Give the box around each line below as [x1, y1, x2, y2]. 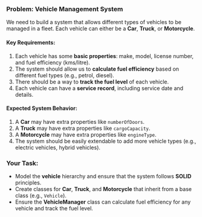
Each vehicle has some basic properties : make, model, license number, [15, 52, 194, 59]
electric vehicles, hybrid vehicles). [15, 144, 101, 151]
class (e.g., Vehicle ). [15, 192, 67, 199]
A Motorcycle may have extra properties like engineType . [15, 131, 157, 138]
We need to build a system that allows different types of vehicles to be [6, 19, 181, 26]
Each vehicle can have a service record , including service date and [15, 84, 183, 92]
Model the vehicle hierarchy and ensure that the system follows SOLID [15, 173, 192, 180]
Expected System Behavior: [6, 105, 77, 112]
